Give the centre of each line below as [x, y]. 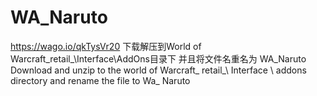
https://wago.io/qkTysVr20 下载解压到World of [106, 46]
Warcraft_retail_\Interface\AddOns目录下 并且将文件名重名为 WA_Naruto [158, 58]
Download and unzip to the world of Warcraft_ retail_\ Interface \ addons [158, 70]
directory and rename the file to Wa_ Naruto [100, 80]
